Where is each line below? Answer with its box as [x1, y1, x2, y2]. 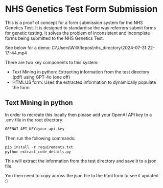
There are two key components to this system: [5, 59, 99, 65]
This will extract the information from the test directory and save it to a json [5, 158, 157, 164]
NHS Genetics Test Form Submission [5, 3, 158, 15]
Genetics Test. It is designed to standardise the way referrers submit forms [5, 24, 156, 30]
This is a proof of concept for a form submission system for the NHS [5, 20, 143, 25]
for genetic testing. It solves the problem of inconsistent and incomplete [5, 30, 150, 36]
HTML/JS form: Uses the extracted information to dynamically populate [12, 79, 157, 85]
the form [12, 84, 30, 90]
